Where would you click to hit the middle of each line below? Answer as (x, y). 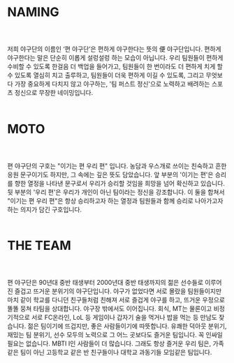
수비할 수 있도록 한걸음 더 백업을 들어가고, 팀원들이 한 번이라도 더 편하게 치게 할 (115, 66)
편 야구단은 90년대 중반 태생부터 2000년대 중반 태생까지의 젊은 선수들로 (105, 283)
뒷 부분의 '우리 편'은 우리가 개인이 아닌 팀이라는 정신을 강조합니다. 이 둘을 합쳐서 (116, 192)
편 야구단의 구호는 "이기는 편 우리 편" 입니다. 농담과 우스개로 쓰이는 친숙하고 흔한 (117, 165)
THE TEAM (39, 246)
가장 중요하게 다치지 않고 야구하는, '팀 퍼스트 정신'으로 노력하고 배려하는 (112, 84)
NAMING (33, 12)
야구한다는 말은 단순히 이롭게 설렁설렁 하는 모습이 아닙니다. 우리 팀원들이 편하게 (115, 58)
